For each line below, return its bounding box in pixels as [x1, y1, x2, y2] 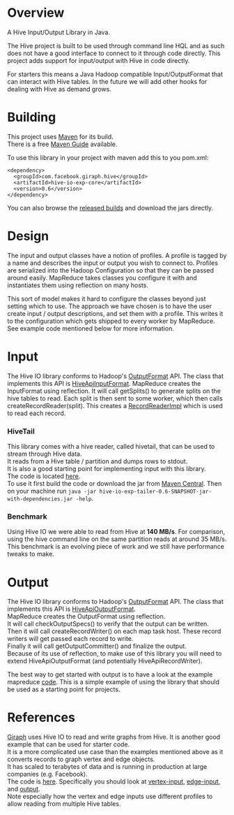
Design [7, 229, 49, 244]
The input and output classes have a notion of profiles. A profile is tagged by [7, 251, 227, 259]
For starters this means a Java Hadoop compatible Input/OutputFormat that [7, 70, 223, 78]
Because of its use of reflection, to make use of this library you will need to [7, 649, 222, 658]
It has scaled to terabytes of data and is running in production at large [7, 763, 208, 771]
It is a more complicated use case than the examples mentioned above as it [7, 748, 224, 756]
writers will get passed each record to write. [7, 635, 134, 643]
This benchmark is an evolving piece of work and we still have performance [7, 542, 225, 551]
